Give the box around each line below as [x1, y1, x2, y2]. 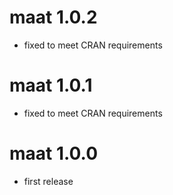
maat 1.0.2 [9, 6, 98, 29]
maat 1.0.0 [9, 142, 99, 165]
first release [23, 175, 74, 187]
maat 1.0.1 [9, 74, 93, 97]
